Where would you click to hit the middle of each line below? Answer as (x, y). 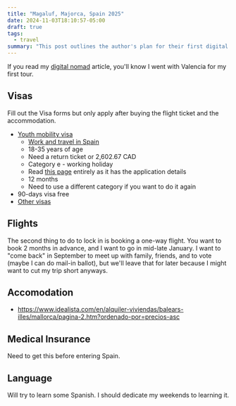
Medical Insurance (49, 339)
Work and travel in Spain (64, 141)
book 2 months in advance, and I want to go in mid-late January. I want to (114, 248)
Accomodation (41, 293)
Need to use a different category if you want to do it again (112, 186)
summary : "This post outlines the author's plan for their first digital (118, 46)
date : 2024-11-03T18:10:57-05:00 (56, 20)
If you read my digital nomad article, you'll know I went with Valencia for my (117, 66)
